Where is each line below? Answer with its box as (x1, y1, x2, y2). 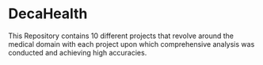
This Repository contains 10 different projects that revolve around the (8, 31, 234, 40)
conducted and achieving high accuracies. (8, 48, 147, 57)
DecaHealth (8, 5, 88, 23)
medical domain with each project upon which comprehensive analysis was (8, 39, 255, 48)
